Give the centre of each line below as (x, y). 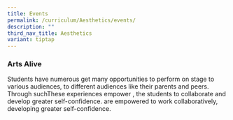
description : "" (31, 27)
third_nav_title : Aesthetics (50, 33)
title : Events (28, 14)
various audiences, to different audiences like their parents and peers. (108, 87)
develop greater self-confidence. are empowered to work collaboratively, (113, 101)
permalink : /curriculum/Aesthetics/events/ (72, 20)
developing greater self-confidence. (59, 109)
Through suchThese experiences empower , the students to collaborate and (116, 94)
